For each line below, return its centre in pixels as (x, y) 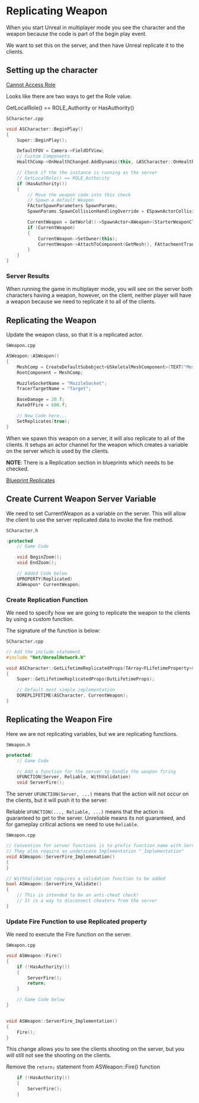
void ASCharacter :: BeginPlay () (45, 129)
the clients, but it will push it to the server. (57, 800)
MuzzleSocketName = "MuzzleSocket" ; (62, 383)
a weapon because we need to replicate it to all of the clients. (81, 302)
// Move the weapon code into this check (79, 195)
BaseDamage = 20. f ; (41, 400)
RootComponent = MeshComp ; (50, 372)
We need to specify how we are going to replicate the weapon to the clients (98, 612)
